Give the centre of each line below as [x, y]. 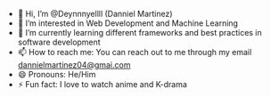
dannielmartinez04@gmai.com [74, 65]
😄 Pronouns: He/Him [57, 74]
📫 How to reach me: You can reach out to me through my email [135, 52]
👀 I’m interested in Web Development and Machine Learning [128, 23]
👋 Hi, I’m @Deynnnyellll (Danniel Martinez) [95, 14]
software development [59, 42]
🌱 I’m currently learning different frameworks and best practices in [140, 32]
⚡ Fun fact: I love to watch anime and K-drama [102, 84]
